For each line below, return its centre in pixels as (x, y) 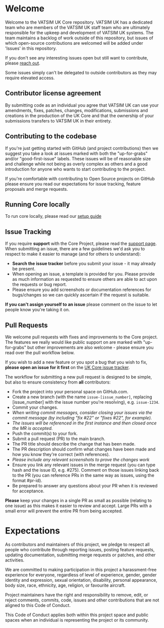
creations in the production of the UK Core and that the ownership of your (80, 116)
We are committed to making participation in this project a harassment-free (81, 569)
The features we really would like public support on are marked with (74, 342)
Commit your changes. (35, 407)
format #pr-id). (27, 480)
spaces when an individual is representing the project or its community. (77, 620)
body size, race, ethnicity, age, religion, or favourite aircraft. (65, 585)
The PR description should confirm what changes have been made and (84, 449)
